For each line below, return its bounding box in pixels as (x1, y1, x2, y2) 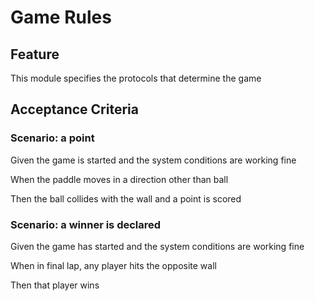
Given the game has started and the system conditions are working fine (10, 240, 305, 252)
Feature (10, 46, 60, 63)
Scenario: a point (10, 131, 95, 145)
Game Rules (10, 6, 112, 29)
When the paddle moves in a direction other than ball (10, 173, 229, 185)
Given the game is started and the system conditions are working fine (10, 154, 297, 166)
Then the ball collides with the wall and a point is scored (10, 192, 242, 205)
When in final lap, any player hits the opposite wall (10, 259, 217, 271)
